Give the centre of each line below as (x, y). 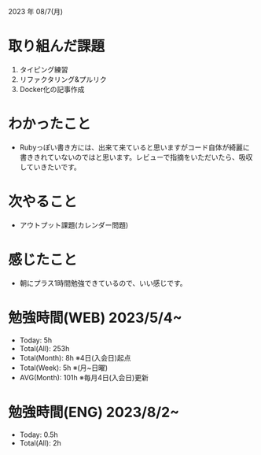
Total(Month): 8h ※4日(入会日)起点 (75, 357)
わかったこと (50, 124)
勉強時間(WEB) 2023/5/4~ (95, 318)
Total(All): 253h (44, 348)
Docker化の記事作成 (52, 89)
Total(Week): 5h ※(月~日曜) (64, 368)
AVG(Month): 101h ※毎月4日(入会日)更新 (84, 377)
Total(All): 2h (40, 442)
